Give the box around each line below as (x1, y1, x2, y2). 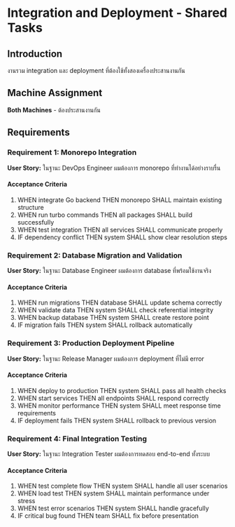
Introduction (7, 48, 63, 60)
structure (17, 203, 44, 211)
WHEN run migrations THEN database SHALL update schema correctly (17, 298, 222, 307)
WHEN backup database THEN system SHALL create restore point (17, 314, 210, 322)
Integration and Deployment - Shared (7, 5, 227, 21)
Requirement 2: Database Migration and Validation (7, 251, 183, 260)
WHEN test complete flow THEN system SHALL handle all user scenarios (17, 482, 228, 491)
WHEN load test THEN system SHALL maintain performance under (17, 489, 210, 498)
